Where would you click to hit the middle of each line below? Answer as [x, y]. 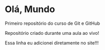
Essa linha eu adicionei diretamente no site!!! [52, 43]
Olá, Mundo [30, 9]
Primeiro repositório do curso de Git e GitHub [52, 23]
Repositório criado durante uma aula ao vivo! [52, 33]
